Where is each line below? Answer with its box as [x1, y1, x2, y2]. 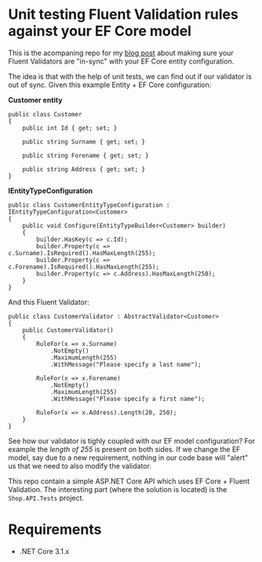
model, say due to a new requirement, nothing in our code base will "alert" [8, 453, 249, 462]
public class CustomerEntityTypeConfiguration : [8, 201, 170, 209]
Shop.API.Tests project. [8, 493, 85, 502]
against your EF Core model [8, 22, 192, 40]
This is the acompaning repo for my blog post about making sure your [8, 48, 234, 57]
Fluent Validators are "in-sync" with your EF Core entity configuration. [8, 57, 235, 66]
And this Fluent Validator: [8, 297, 90, 307]
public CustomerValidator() [22, 326, 114, 334]
